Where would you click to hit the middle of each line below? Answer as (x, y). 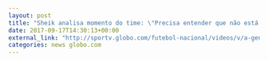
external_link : (33, 38)
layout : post (30, 15)
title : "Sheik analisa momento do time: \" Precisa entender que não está (134, 23)
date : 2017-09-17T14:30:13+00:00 (64, 30)
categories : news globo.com (55, 45)
